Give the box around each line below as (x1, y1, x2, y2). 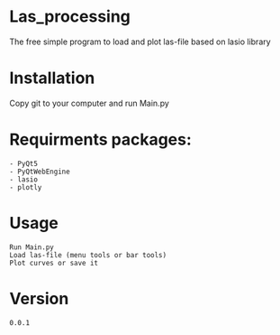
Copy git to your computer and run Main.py (9, 98, 169, 108)
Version (9, 288, 69, 309)
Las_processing (9, 6, 131, 27)
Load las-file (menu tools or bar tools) (9, 250, 167, 259)
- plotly (9, 182, 42, 191)
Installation (9, 68, 95, 88)
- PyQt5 (9, 159, 39, 168)
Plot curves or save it (9, 258, 99, 267)
